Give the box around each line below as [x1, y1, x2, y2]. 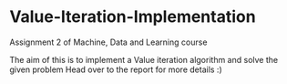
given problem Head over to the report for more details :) [9, 64, 223, 75]
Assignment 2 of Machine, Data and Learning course [9, 37, 208, 47]
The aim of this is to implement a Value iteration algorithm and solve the [9, 54, 279, 65]
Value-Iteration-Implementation [9, 6, 257, 27]
